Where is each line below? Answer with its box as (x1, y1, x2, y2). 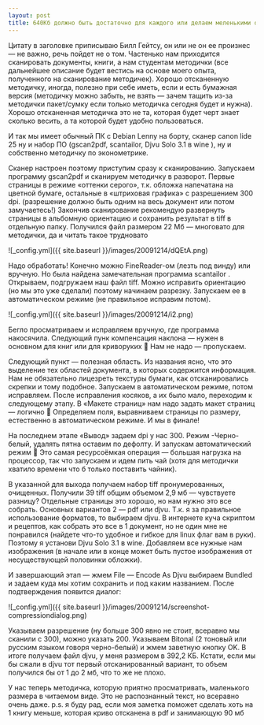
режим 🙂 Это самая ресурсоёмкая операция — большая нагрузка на (8, 447, 242, 457)
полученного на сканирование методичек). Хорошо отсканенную (8, 74, 229, 84)
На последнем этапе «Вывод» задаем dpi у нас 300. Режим (8, 430, 210, 440)
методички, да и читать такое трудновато (8, 230, 148, 240)
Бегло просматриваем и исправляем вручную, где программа (8, 325, 220, 334)
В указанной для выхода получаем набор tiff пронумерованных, (8, 479, 225, 489)
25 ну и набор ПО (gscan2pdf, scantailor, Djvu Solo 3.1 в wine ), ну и (8, 139, 232, 149)
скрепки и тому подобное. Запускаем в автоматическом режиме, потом (8, 381, 254, 391)
